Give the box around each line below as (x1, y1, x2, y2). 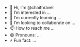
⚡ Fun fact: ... (9, 37, 36, 43)
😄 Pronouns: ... (9, 32, 41, 38)
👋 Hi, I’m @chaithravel (9, 5, 54, 10)
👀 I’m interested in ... (9, 10, 51, 15)
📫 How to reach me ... (9, 25, 55, 31)
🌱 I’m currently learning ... (9, 15, 62, 20)
